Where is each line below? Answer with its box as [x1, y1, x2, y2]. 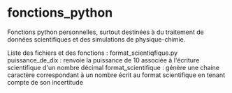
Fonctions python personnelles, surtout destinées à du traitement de [7, 28, 205, 36]
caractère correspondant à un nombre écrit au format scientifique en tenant [7, 71, 226, 79]
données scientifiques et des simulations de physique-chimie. [7, 35, 186, 43]
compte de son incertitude [7, 78, 84, 86]
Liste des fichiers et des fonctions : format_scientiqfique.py [7, 49, 178, 57]
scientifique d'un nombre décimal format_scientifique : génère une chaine [7, 63, 220, 71]
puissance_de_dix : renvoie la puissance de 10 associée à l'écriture [7, 56, 200, 64]
